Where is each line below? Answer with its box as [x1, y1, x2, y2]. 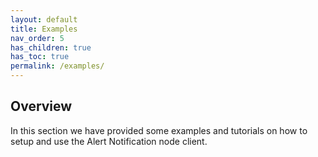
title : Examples [10, 24, 78, 34]
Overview [10, 98, 73, 115]
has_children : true [10, 42, 92, 53]
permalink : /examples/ [10, 61, 105, 71]
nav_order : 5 [10, 33, 65, 43]
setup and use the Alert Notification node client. [10, 135, 208, 147]
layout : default [10, 14, 78, 25]
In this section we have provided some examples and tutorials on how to [10, 124, 308, 136]
